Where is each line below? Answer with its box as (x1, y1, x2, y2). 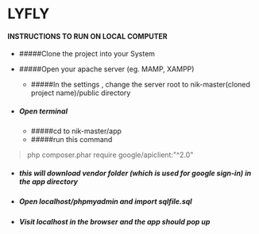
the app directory (18, 176, 79, 186)
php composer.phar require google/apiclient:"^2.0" (26, 150, 194, 159)
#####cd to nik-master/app (30, 126, 122, 136)
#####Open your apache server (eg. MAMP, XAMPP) (18, 64, 195, 74)
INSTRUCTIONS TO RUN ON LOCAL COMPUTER (7, 31, 168, 40)
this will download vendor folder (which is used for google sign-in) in (18, 168, 252, 178)
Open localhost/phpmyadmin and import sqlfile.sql (18, 197, 192, 206)
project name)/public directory (30, 88, 131, 98)
